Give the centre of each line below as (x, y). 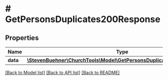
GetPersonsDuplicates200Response (83, 19)
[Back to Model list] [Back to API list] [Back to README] (62, 72)
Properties (22, 38)
